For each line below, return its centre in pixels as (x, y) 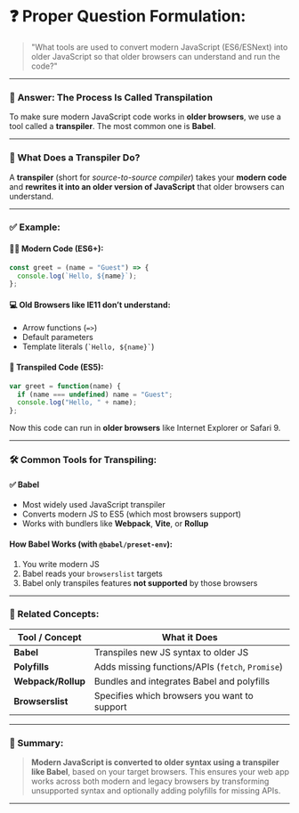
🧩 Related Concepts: (54, 614)
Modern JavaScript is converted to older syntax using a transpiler (155, 762)
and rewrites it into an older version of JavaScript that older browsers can (147, 186)
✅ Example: (35, 227)
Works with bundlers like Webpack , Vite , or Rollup (115, 524)
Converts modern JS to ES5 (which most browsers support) (132, 514)
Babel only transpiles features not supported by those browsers (140, 582)
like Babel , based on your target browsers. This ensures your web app (160, 772)
